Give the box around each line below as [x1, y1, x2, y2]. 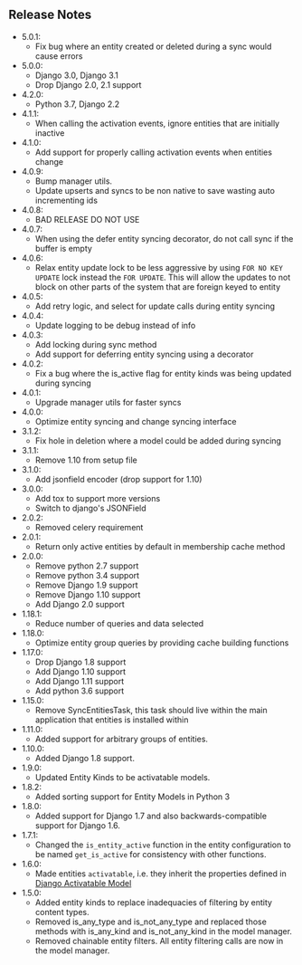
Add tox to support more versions [34, 492, 161, 503]
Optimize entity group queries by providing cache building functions [34, 637, 289, 648]
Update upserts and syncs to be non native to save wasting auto [34, 185, 275, 196]
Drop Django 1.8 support [34, 656, 127, 667]
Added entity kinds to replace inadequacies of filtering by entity [34, 896, 273, 908]
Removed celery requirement [34, 521, 144, 532]
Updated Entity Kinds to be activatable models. [34, 771, 211, 782]
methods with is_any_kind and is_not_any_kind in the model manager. [34, 925, 293, 936]
